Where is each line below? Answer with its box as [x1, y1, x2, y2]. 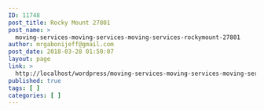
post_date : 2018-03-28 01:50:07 [8, 48, 114, 55]
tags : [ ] [8, 84, 41, 92]
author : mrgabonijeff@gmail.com [8, 41, 114, 48]
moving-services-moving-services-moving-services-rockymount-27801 [15, 33, 241, 41]
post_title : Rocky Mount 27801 [8, 19, 111, 27]
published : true [8, 77, 61, 84]
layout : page [8, 55, 51, 63]
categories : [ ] [8, 91, 61, 99]
